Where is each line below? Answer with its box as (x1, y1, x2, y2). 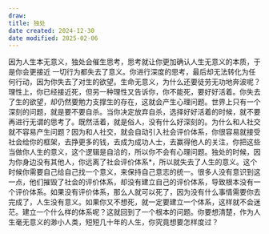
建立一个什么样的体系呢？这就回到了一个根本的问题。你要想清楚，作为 (22, 208, 254, 217)
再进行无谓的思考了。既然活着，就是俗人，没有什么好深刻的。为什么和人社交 (8, 117, 261, 127)
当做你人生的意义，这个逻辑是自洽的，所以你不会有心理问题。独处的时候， (8, 147, 254, 157)
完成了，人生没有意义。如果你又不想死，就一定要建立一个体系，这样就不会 (8, 197, 254, 207)
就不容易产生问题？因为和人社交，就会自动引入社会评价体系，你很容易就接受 (8, 127, 261, 137)
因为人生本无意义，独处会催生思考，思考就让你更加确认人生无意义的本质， (8, 57, 254, 67)
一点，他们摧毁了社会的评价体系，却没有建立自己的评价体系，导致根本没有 (8, 177, 254, 187)
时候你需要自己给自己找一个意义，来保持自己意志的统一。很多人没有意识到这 (8, 167, 261, 177)
